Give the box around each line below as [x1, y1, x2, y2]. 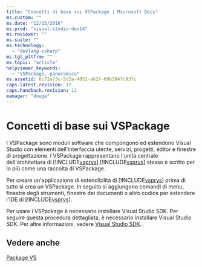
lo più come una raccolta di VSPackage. [6, 164, 106, 172]
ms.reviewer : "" [6, 31, 47, 37]
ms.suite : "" [6, 37, 39, 43]
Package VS [6, 254, 37, 261]
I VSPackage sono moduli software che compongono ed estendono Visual [6, 139, 192, 146]
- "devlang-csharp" [11, 48, 61, 54]
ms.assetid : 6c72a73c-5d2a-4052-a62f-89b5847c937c [6, 76, 137, 82]
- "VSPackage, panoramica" [11, 71, 80, 77]
